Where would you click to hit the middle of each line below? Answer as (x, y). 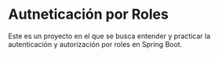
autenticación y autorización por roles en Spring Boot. (95, 44)
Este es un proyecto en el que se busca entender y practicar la (109, 36)
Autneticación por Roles (88, 14)
